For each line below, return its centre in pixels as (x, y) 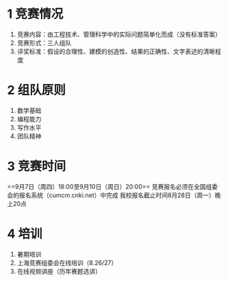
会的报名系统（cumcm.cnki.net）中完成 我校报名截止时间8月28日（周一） (111, 195)
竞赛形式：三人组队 (44, 42)
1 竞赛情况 (35, 14)
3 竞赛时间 (37, 167)
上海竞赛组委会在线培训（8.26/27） (67, 262)
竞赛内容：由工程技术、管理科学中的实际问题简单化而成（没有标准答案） (119, 34)
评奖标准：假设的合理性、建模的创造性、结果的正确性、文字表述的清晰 (116, 51)
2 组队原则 (37, 90)
